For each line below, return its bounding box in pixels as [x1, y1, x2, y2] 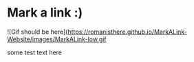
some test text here [7, 48, 63, 56]
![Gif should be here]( [7, 28, 68, 36]
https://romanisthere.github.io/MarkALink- [67, 28, 188, 36]
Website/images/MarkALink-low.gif [7, 34, 107, 43]
